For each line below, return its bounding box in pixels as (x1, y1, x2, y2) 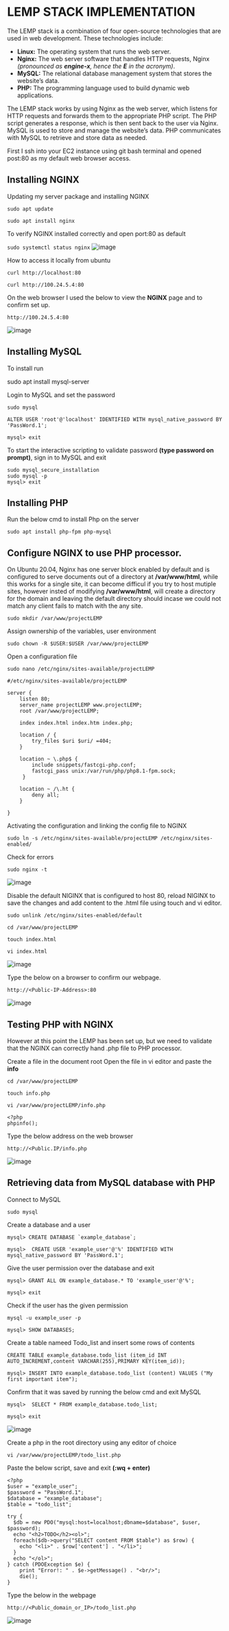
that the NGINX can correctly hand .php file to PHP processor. (7, 1044, 182, 1052)
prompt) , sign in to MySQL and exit (7, 453, 106, 462)
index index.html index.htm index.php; (19, 719, 134, 727)
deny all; (32, 791, 60, 799)
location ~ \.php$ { (19, 756, 78, 763)
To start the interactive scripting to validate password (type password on (7, 446, 214, 454)
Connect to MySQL (7, 1195, 61, 1204)
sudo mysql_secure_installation (7, 466, 99, 473)
